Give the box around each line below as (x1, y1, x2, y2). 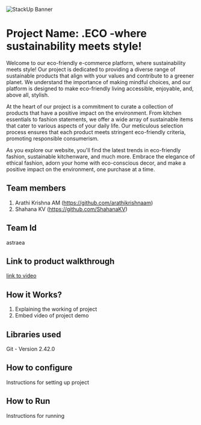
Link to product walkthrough (6, 256, 115, 266)
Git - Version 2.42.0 (6, 346, 55, 352)
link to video (6, 272, 37, 280)
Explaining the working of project (14, 305, 97, 313)
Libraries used (6, 329, 61, 340)
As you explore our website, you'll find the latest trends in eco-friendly (6, 146, 181, 153)
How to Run (6, 396, 51, 406)
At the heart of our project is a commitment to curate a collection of (6, 103, 173, 110)
